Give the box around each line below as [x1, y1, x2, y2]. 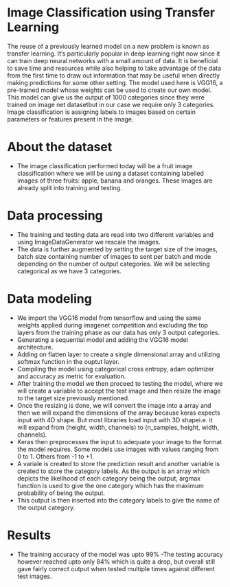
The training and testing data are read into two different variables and [16, 230, 214, 238]
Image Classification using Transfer [7, 5, 215, 21]
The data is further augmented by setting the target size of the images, [16, 245, 218, 253]
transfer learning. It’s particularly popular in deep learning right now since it [7, 49, 220, 58]
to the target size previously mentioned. [16, 393, 130, 402]
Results [7, 527, 51, 543]
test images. [16, 572, 52, 580]
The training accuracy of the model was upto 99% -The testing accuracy [16, 550, 223, 558]
